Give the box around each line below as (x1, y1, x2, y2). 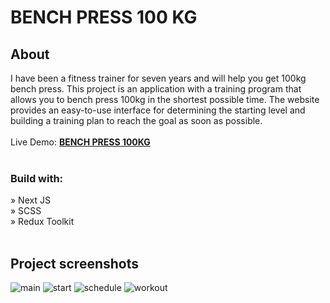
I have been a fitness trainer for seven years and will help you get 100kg (10, 72, 307, 84)
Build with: (10, 171, 64, 185)
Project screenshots (10, 255, 140, 272)
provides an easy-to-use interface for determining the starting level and (10, 104, 306, 116)
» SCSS (10, 205, 42, 217)
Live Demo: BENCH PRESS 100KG (10, 136, 151, 148)
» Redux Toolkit (10, 216, 75, 228)
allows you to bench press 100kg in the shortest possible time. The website (10, 94, 320, 105)
